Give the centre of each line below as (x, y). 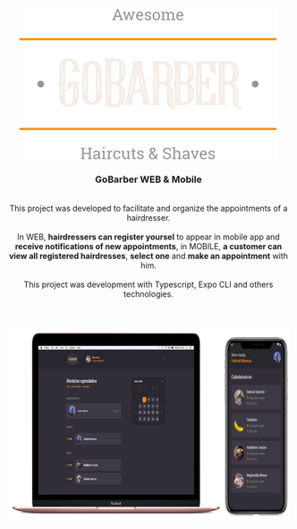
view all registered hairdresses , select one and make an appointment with (148, 256)
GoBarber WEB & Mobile (148, 179)
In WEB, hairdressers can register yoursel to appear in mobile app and (148, 237)
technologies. (148, 294)
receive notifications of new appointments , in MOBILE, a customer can (148, 247)
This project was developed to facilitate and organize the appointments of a (148, 208)
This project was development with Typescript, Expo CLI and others (148, 285)
